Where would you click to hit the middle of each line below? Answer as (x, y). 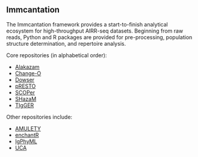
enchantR (27, 135)
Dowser (25, 79)
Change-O (28, 73)
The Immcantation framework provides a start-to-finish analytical (87, 24)
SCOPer (25, 92)
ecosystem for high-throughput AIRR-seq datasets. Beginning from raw (95, 31)
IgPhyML (26, 141)
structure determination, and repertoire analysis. (66, 43)
